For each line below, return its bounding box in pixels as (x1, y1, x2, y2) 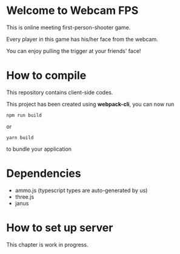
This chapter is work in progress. (6, 241, 89, 248)
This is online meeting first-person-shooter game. (6, 24, 131, 31)
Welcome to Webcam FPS (6, 4, 139, 18)
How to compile (6, 69, 87, 83)
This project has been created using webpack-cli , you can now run (6, 100, 175, 108)
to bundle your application (6, 145, 72, 153)
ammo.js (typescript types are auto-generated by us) (15, 187, 148, 194)
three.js (15, 193, 35, 201)
